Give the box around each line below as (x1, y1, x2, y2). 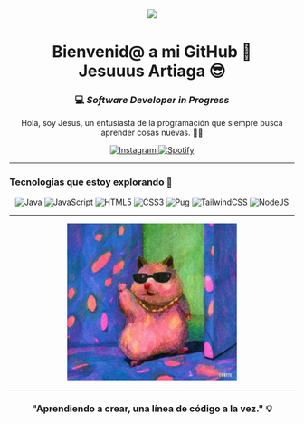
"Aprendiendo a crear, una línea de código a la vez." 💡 (31, 402, 273, 415)
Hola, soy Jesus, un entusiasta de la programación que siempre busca (21, 118, 283, 129)
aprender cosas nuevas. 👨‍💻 (100, 127, 204, 139)
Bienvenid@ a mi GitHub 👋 (52, 42, 252, 63)
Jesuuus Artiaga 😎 (78, 61, 226, 82)
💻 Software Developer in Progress (74, 94, 230, 107)
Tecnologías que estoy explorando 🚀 (9, 176, 174, 188)
